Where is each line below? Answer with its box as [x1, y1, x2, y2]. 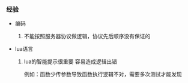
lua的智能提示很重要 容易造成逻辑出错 [23, 58, 118, 65]
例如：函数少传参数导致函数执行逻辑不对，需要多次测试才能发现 [23, 70, 182, 78]
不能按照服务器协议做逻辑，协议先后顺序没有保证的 [23, 33, 151, 40]
